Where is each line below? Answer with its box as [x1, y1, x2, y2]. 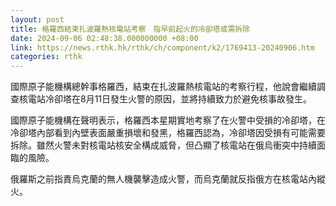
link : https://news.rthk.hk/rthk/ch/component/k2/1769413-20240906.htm [10, 42, 315, 53]
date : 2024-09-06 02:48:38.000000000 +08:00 [10, 33, 199, 43]
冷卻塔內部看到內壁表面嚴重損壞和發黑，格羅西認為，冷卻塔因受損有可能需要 [10, 127, 326, 139]
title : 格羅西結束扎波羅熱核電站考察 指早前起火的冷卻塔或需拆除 [10, 24, 251, 34]
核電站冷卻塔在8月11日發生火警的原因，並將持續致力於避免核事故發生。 [18, 93, 313, 105]
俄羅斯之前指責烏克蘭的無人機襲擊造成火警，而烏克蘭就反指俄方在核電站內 [10, 173, 317, 185]
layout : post [10, 14, 65, 25]
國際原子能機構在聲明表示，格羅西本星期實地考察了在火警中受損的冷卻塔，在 [10, 114, 326, 126]
